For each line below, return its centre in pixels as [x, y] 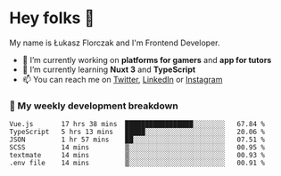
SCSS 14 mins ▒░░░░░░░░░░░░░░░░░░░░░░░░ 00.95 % [137, 148]
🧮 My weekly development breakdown [94, 106]
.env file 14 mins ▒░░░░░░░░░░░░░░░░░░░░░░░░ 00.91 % [137, 164]
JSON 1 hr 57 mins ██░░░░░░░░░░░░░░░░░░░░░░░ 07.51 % [137, 140]
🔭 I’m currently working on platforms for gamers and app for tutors [147, 60]
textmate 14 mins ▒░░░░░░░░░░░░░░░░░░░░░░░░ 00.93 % [137, 156]
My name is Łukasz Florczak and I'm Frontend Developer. [115, 43]
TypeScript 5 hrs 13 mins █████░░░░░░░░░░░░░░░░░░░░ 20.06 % [137, 132]
